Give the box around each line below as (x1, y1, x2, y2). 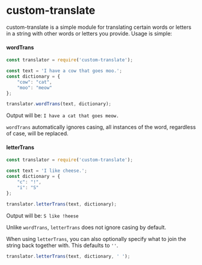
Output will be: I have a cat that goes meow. (6, 112, 119, 119)
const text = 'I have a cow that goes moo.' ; (6, 68, 122, 74)
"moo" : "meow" (17, 85, 52, 91)
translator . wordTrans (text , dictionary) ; (6, 101, 112, 107)
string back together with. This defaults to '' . (6, 242, 118, 249)
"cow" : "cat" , (17, 79, 52, 85)
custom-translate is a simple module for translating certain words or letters (6, 23, 192, 31)
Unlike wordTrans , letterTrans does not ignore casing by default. (6, 224, 167, 231)
